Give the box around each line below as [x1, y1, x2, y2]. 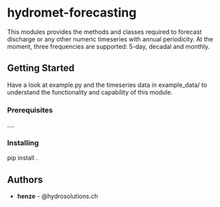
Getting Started [7, 62, 75, 74]
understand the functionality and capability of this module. [7, 88, 173, 96]
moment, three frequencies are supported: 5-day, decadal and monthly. [7, 42, 210, 50]
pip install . [7, 154, 38, 162]
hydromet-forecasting [7, 5, 137, 21]
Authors [7, 174, 43, 186]
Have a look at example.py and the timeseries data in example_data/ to [7, 81, 208, 89]
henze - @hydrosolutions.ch [16, 192, 98, 201]
